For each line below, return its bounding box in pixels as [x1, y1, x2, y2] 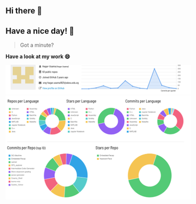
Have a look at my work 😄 [5, 53, 71, 60]
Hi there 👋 [5, 6, 42, 16]
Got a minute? [19, 42, 54, 49]
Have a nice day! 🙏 [5, 26, 75, 36]
